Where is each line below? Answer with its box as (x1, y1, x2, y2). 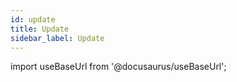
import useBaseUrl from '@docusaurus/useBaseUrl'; (10, 61, 227, 73)
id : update (10, 14, 56, 25)
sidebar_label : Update (10, 33, 105, 43)
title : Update (10, 24, 70, 34)
